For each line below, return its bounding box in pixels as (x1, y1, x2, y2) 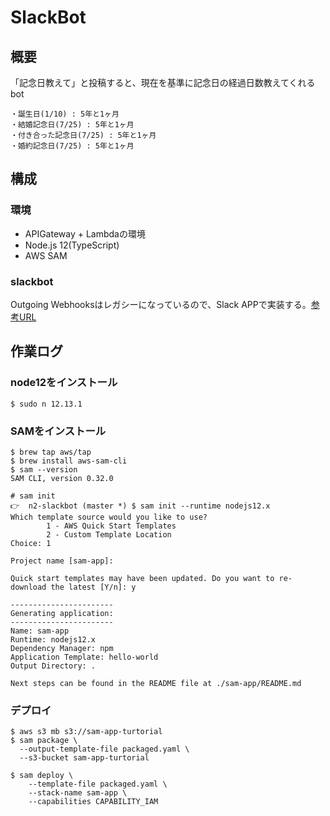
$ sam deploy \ (10, 771, 74, 781)
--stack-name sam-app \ (28, 788, 128, 798)
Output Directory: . (10, 661, 97, 671)
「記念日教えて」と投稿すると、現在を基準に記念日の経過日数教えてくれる (10, 77, 316, 88)
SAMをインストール (10, 424, 107, 438)
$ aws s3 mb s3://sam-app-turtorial (10, 727, 163, 737)
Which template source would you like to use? (10, 512, 208, 522)
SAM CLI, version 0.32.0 (10, 473, 114, 483)
